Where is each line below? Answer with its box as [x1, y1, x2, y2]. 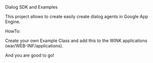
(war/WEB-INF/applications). [5, 43, 63, 48]
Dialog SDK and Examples [5, 4, 58, 10]
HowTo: [5, 28, 21, 34]
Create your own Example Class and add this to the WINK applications [5, 38, 148, 43]
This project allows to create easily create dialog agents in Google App [5, 14, 149, 19]
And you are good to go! [5, 52, 55, 58]
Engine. [5, 19, 21, 24]
